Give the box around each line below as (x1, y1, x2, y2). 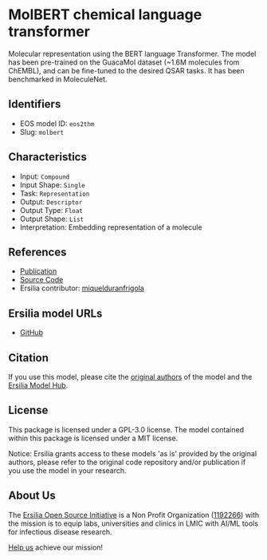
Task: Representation (19, 188, 90, 198)
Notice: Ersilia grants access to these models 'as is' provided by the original (8, 448, 257, 458)
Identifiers (8, 97, 61, 111)
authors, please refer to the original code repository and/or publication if (8, 457, 246, 467)
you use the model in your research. (8, 465, 127, 475)
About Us (8, 489, 56, 503)
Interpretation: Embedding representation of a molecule (19, 222, 202, 232)
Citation (8, 351, 49, 365)
